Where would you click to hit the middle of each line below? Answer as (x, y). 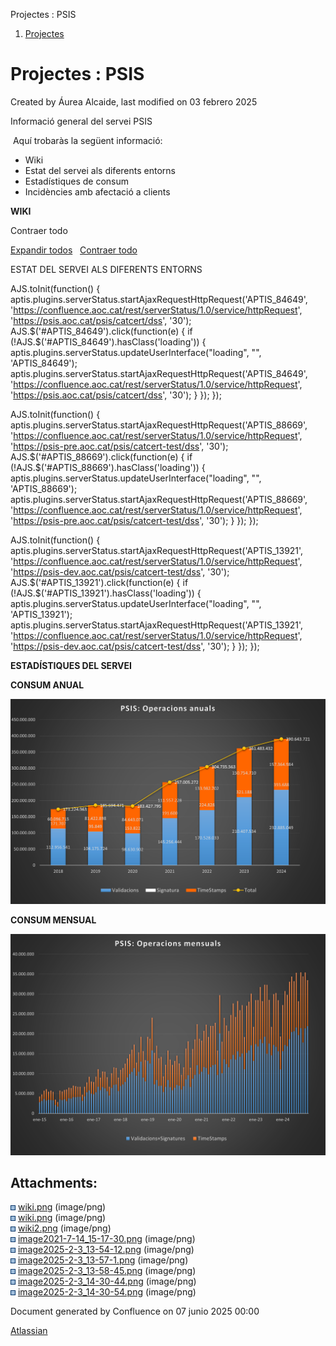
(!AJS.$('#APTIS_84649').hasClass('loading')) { (108, 341)
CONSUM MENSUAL (53, 920)
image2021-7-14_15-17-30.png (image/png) (106, 1239)
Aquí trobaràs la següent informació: (87, 140)
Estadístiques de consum (77, 181)
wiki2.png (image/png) (64, 1228)
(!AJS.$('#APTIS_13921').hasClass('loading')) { (106, 593)
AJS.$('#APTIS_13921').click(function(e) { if (99, 582)
